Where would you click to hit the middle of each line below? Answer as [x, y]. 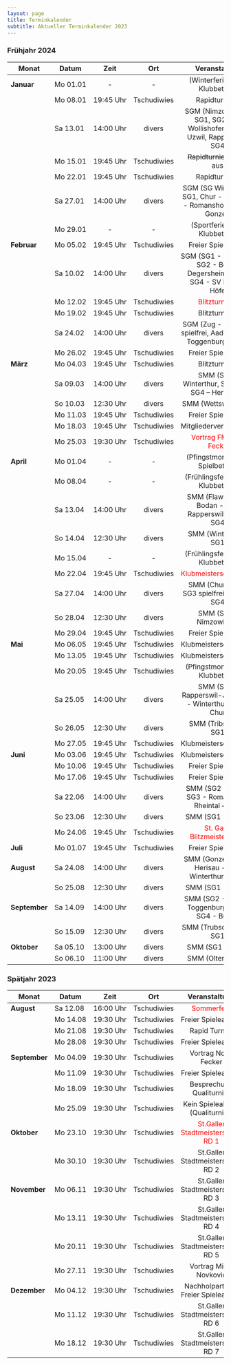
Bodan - [210, 505]
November [28, 1189]
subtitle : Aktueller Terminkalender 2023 [67, 26]
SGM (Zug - [202, 324]
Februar [24, 244]
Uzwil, [197, 137]
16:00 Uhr [110, 1008]
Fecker [211, 1061]
